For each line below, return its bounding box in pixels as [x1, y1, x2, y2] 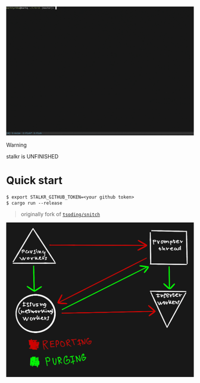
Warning [6, 141, 27, 148]
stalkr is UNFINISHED [6, 153, 59, 160]
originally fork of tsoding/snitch [20, 210, 100, 217]
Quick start [6, 174, 62, 188]
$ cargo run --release [6, 200, 62, 206]
